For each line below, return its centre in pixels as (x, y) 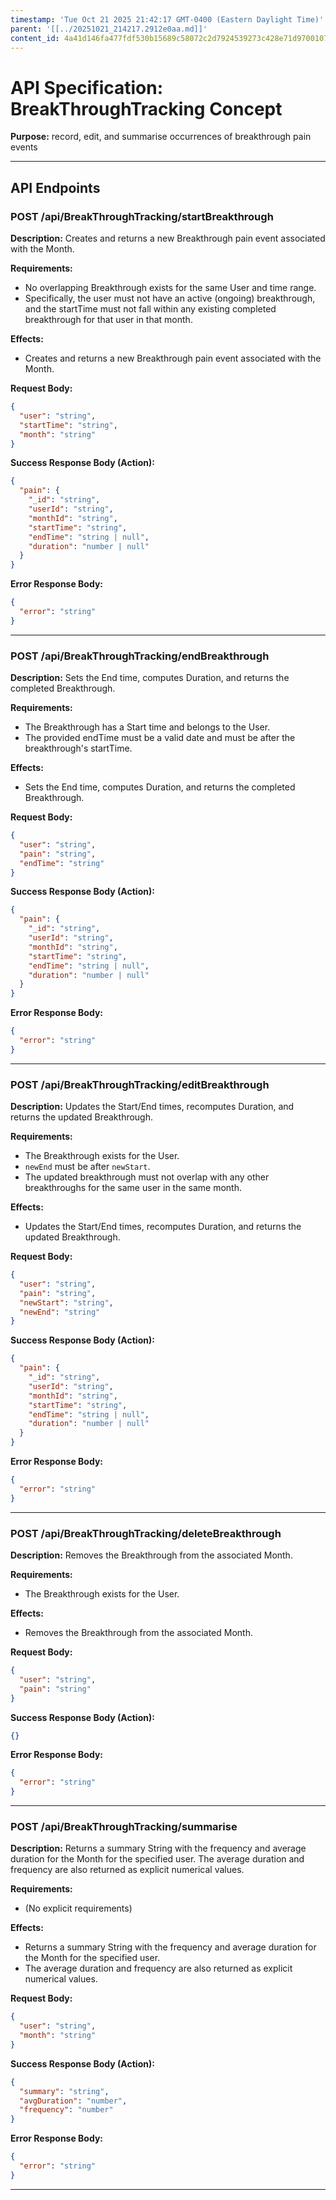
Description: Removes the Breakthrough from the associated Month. (151, 1555)
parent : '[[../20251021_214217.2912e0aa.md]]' (109, 29)
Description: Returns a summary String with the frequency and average (158, 1848)
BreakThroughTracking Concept (146, 108)
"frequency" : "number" (66, 2110)
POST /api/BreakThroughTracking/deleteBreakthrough (146, 1533)
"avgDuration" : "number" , (73, 2101)
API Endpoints (55, 187)
